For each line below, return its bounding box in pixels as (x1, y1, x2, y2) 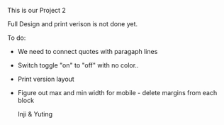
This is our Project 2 (7, 6, 66, 14)
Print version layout (17, 75, 74, 83)
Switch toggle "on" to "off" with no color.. (17, 61, 139, 70)
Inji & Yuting (17, 110, 53, 118)
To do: (7, 33, 26, 42)
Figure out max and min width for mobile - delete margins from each (17, 89, 218, 97)
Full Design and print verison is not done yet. (7, 20, 138, 28)
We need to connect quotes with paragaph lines (17, 48, 158, 55)
